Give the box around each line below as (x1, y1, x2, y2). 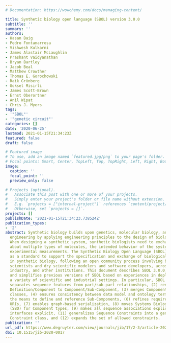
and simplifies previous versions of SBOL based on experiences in (10, 273, 156, 278)
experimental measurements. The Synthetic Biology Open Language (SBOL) (10, 249, 167, 254)
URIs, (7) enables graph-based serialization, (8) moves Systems (10, 301, 152, 307)
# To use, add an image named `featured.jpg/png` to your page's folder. (5, 154, 165, 159)
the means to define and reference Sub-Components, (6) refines (10, 296, 149, 302)
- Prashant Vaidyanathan (5, 55, 58, 60)
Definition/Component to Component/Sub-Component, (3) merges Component (10, 287, 167, 292)
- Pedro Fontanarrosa (5, 40, 51, 46)
